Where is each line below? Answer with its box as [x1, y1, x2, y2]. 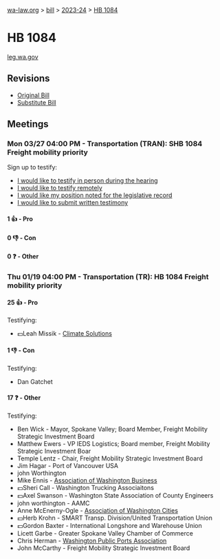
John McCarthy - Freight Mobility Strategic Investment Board [16, 544, 190, 552]
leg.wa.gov [7, 52, 39, 61]
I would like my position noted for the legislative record [16, 191, 173, 199]
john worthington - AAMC [16, 499, 91, 507]
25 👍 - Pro [7, 298, 38, 306]
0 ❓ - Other [7, 252, 39, 261]
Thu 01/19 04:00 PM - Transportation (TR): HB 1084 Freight [7, 272, 209, 282]
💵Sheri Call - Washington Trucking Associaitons [16, 483, 155, 491]
